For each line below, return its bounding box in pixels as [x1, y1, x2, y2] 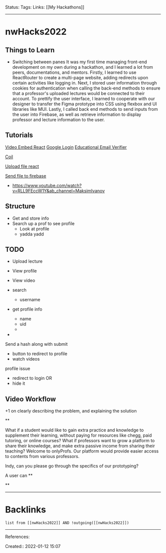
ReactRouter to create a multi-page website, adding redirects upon [12, 75, 148, 81]
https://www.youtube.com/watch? [12, 183, 82, 188]
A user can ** [5, 472, 33, 479]
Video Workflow [5, 395, 56, 403]
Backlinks [5, 504, 46, 515]
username [19, 297, 41, 303]
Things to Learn [5, 46, 55, 54]
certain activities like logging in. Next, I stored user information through [12, 80, 157, 86]
